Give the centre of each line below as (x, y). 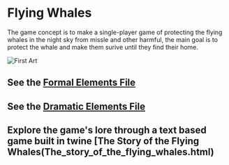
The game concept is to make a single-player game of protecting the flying (115, 32)
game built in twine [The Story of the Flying (103, 141)
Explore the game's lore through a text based (107, 130)
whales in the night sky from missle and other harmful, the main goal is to (113, 39)
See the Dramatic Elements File (76, 106)
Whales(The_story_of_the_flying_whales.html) (111, 152)
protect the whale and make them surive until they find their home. (103, 47)
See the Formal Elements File (72, 83)
